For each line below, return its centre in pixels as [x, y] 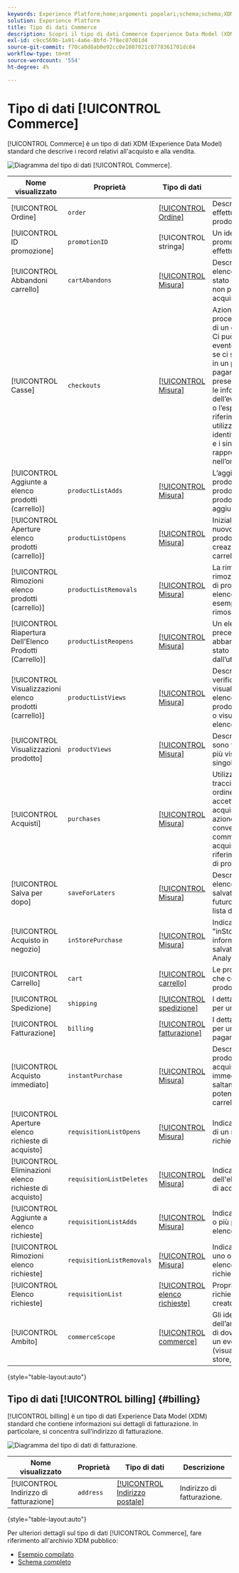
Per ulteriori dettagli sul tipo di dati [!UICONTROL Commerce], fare [105, 1533]
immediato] [30, 1084]
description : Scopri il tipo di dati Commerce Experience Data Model [113, 34]
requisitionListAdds [102, 1222]
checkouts [84, 385]
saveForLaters [91, 893]
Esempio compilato [46, 1554]
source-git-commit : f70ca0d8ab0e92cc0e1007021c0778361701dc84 [101, 47]
